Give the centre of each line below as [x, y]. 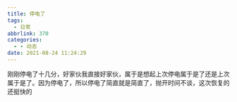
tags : [15, 20]
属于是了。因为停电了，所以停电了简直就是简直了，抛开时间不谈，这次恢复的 [119, 82]
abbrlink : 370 [28, 33]
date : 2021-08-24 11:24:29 [47, 53]
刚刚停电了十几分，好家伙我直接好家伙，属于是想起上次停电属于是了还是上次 [119, 74]
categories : [25, 40]
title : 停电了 [26, 14]
